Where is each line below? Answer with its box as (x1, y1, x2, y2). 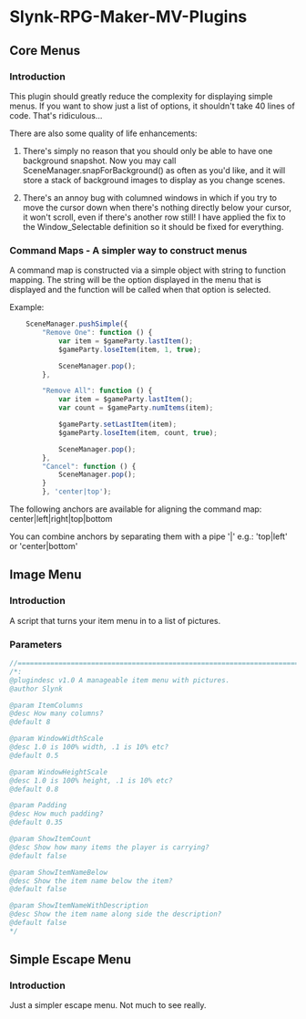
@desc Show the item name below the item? (9, 876, 173, 886)
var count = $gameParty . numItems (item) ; (57, 403, 214, 412)
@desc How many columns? (9, 709, 104, 718)
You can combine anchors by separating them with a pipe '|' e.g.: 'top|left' (9, 531, 289, 542)
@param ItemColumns (9, 701, 84, 710)
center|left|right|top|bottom (9, 514, 113, 525)
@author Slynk (9, 684, 64, 693)
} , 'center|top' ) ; (42, 487, 112, 496)
